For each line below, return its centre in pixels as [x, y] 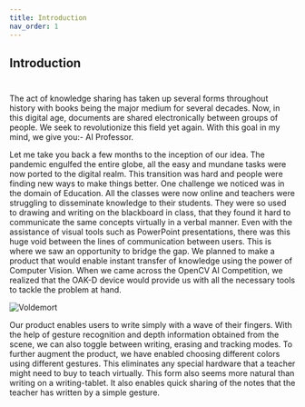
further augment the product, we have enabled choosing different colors [145, 354]
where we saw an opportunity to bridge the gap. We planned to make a [142, 252]
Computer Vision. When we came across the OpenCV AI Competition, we [146, 271]
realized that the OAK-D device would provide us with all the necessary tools [152, 280]
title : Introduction [49, 18]
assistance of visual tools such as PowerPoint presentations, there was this [150, 232]
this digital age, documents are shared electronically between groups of [144, 118]
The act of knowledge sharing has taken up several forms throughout [139, 99]
